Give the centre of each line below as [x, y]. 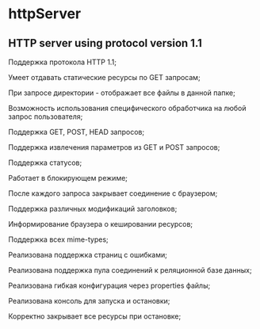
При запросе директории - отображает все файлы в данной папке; [122, 93]
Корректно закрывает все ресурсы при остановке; [95, 316]
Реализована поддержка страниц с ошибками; [88, 255]
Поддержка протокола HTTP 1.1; [63, 62]
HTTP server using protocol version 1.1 [105, 43]
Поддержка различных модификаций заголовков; [93, 208]
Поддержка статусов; [45, 163]
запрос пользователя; [46, 117]
